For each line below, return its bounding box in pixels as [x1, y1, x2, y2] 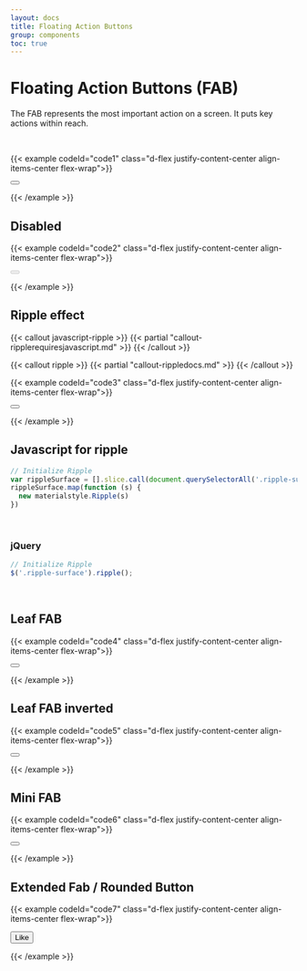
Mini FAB [10, 790, 62, 806]
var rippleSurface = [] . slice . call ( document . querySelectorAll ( [10, 475, 256, 484]
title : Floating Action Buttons [10, 22, 133, 31]
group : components [10, 30, 80, 39]
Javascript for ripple [10, 442, 128, 458]
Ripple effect [10, 307, 85, 324]
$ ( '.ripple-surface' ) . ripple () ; [10, 569, 133, 578]
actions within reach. [10, 118, 89, 129]
